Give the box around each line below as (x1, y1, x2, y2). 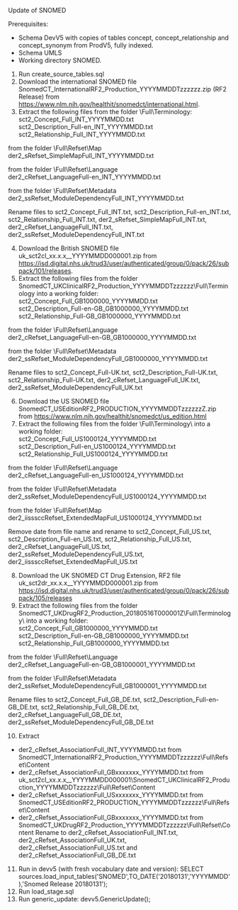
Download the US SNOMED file (18, 397, 109, 405)
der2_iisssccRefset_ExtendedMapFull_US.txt (8, 557, 137, 566)
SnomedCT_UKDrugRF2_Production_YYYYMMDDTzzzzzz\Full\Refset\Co (18, 821, 231, 829)
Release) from (18, 92, 59, 101)
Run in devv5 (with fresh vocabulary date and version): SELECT (18, 865, 204, 873)
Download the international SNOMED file (18, 77, 137, 86)
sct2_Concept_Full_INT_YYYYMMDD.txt (18, 115, 134, 123)
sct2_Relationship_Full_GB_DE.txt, (40, 703, 140, 711)
